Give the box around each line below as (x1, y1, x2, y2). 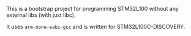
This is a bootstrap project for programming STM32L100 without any (6, 5, 179, 12)
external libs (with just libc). (6, 11, 76, 19)
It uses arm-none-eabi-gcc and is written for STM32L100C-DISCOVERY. (6, 23, 185, 30)
